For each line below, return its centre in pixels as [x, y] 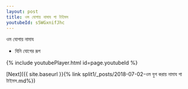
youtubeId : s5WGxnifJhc [36, 22]
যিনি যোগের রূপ [28, 51]
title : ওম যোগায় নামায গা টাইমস [37, 17]
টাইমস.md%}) [21, 81]
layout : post [22, 11]
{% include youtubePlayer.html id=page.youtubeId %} [72, 63]
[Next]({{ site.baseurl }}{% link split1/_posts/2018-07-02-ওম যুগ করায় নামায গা [94, 74]
